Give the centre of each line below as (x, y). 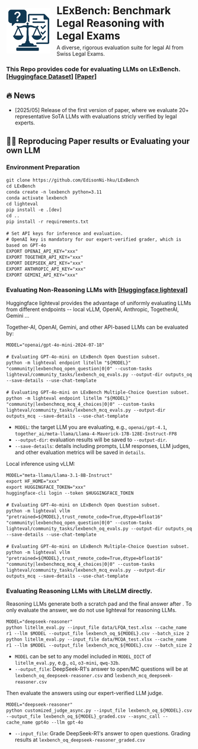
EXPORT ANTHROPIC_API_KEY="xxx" (46, 269)
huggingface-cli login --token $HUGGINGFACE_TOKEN (70, 493)
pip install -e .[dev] (34, 210)
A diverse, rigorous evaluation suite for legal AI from (120, 47)
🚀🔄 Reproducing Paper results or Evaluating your (98, 141)
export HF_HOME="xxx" (33, 481)
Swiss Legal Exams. (81, 54)
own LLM (23, 151)
